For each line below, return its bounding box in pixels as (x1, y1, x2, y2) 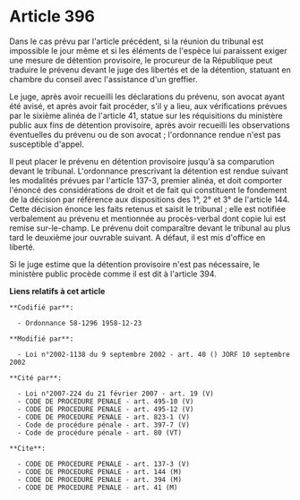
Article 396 (9, 6, 96, 27)
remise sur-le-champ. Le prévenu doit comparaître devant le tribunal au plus (9, 222, 291, 233)
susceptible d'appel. (9, 139, 85, 149)
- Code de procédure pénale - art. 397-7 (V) (17, 420, 191, 429)
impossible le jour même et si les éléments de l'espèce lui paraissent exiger (9, 45, 288, 55)
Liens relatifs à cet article (9, 285, 106, 296)
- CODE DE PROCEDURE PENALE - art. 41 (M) (17, 483, 178, 492)
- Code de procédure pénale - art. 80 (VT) (17, 428, 182, 437)
